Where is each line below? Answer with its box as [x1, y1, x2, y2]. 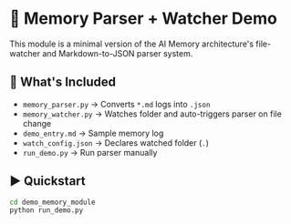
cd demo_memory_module [9, 198, 96, 207]
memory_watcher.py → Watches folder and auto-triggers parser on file [22, 108, 283, 119]
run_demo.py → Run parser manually [22, 147, 158, 158]
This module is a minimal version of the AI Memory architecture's [9, 38, 254, 49]
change [22, 117, 52, 128]
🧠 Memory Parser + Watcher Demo [9, 8, 278, 29]
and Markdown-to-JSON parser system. [42, 47, 193, 58]
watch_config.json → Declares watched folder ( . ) [22, 137, 210, 148]
